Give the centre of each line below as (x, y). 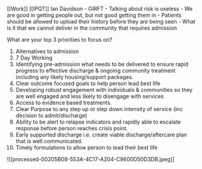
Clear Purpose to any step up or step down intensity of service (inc (99, 109)
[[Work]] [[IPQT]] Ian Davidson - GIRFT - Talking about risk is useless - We (100, 9)
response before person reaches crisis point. (72, 128)
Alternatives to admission (47, 51)
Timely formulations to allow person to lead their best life (86, 148)
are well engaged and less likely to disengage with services (90, 96)
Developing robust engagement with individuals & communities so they (104, 90)
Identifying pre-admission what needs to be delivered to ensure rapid (102, 64)
